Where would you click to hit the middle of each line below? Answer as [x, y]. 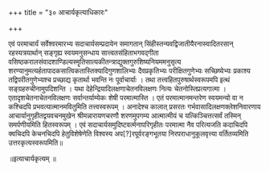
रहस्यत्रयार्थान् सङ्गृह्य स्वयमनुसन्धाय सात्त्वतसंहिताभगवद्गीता [84, 53]
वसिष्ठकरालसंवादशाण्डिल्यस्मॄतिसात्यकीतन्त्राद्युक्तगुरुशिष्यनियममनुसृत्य [95, 62]
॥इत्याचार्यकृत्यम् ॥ [32, 159]
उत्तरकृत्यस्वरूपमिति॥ [36, 143]
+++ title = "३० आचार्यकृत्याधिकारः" [58, 12]
